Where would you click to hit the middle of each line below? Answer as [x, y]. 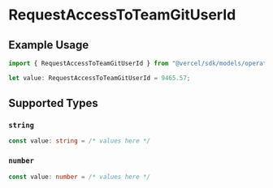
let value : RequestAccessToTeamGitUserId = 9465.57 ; [100, 78]
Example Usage [49, 45]
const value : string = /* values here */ [80, 141]
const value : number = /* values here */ [80, 177]
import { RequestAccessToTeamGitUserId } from [89, 63]
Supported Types [54, 103]
